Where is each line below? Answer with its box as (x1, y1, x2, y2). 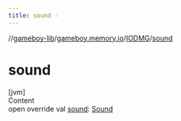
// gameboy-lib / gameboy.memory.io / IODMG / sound (8, 33, 173, 43)
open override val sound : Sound (8, 104, 114, 113)
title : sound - (8, 11, 59, 20)
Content (8, 96, 35, 105)
